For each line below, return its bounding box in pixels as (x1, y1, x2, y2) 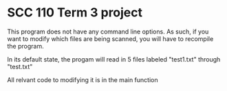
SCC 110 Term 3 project (7, 5, 143, 21)
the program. (7, 42, 44, 50)
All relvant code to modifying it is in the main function (7, 75, 158, 83)
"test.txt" (7, 62, 33, 70)
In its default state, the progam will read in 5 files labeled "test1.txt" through (7, 55, 221, 63)
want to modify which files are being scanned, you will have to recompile (7, 34, 214, 42)
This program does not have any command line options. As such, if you (7, 27, 209, 36)
